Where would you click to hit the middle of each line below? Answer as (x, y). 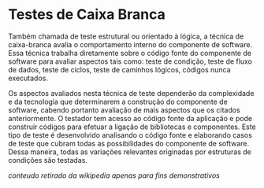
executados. (28, 78)
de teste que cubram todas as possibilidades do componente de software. (129, 143)
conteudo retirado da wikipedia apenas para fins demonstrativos (114, 175)
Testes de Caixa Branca (87, 15)
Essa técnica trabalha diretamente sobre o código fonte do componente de (130, 53)
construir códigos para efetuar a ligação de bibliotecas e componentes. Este (132, 127)
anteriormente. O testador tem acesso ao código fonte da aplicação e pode (130, 118)
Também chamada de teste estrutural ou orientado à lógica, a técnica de (126, 36)
